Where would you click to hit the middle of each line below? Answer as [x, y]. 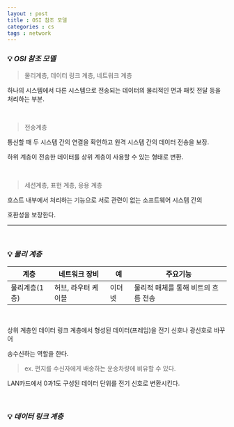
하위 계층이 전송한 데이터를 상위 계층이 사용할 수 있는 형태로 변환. [95, 157]
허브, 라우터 [72, 288]
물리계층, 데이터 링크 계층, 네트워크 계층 [78, 75]
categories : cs [31, 26]
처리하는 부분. [26, 99]
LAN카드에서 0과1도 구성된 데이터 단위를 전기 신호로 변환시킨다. [94, 383]
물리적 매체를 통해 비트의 [172, 288]
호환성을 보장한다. [32, 215]
